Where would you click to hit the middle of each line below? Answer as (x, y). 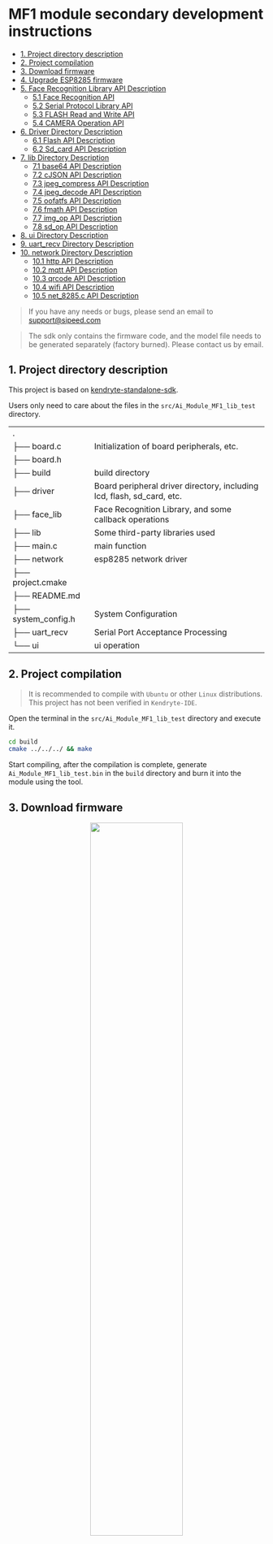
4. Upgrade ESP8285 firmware (71, 80)
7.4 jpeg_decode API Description (87, 192)
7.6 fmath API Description (75, 209)
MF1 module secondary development (136, 14)
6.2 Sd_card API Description (79, 149)
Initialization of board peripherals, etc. (166, 446)
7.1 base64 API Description (77, 166)
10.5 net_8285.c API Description (86, 295)
